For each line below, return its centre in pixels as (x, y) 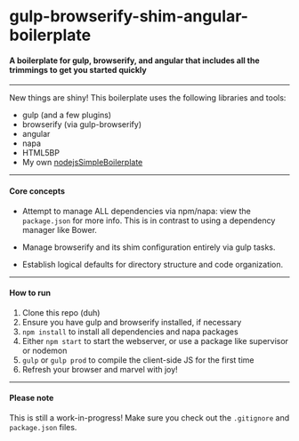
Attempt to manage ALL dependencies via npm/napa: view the (136, 211)
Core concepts (37, 191)
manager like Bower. (60, 229)
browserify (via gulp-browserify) (82, 124)
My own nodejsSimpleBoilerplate (82, 163)
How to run (30, 293)
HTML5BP (41, 153)
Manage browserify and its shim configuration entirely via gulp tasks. (149, 247)
